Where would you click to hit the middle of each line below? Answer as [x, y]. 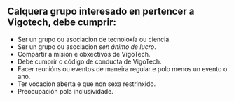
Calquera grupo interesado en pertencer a [101, 12]
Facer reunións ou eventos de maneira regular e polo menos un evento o [122, 68]
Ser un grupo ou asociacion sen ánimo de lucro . [87, 46]
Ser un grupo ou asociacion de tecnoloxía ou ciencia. [94, 39]
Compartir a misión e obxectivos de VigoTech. [84, 54]
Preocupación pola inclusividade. [65, 91]
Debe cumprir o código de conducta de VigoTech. [90, 61]
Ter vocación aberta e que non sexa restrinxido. [87, 84]
